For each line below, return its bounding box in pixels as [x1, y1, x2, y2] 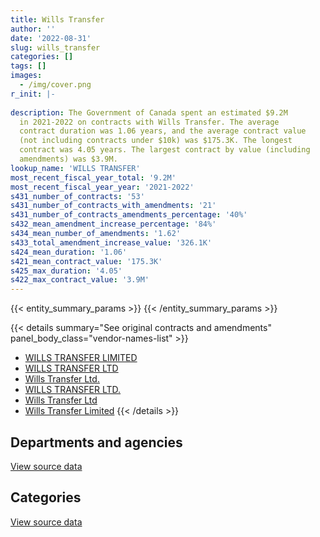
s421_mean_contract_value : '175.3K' [10, 256, 163, 266]
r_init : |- [10, 89, 56, 99]
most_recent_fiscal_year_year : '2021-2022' [10, 182, 195, 192]
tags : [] [10, 61, 47, 71]
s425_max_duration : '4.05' [10, 266, 123, 276]
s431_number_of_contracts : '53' [10, 191, 145, 201]
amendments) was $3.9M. [19, 154, 118, 164]
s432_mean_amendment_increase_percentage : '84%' [10, 219, 217, 230]
